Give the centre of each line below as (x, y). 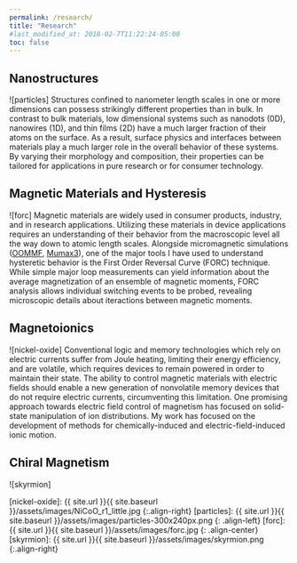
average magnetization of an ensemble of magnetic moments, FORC (134, 281)
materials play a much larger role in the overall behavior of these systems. (144, 147)
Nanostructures (54, 78)
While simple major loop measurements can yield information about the (139, 271)
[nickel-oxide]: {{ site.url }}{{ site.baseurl (83, 501)
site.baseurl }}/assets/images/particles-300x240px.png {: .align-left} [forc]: (147, 520)
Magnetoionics (52, 329)
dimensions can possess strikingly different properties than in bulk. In (136, 109)
